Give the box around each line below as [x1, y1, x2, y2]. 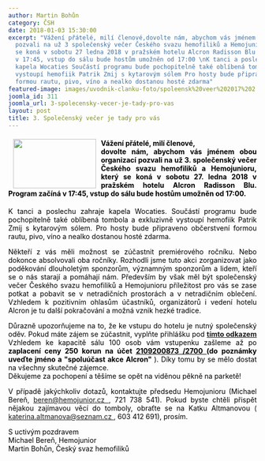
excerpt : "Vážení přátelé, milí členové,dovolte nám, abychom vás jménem [8, 33, 256, 42]
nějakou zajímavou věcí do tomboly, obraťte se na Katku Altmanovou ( [8, 403, 257, 413]
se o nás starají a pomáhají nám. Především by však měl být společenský [8, 272, 257, 282]
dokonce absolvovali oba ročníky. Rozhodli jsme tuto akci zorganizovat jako [8, 256, 257, 265]
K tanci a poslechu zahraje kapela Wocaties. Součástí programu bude [8, 207, 257, 216]
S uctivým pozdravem [8, 427, 79, 437]
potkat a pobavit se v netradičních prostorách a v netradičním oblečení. [8, 289, 257, 298]
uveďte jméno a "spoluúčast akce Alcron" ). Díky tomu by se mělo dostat [8, 354, 257, 364]
